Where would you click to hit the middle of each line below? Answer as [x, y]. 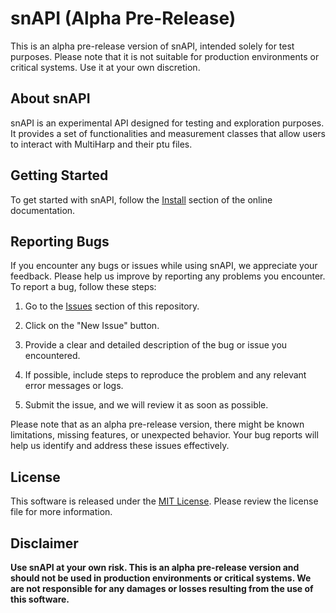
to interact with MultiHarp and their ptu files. [101, 144]
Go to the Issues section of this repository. [112, 306]
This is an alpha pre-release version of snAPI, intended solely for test [152, 46]
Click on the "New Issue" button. [92, 326]
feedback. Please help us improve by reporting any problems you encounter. [168, 276]
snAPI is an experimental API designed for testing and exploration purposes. [167, 123]
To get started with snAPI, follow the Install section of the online [141, 199]
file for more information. [61, 512]
